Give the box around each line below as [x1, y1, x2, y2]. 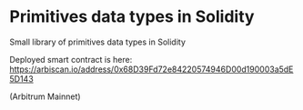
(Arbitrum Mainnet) [9, 91, 81, 102]
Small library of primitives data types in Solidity [9, 36, 187, 47]
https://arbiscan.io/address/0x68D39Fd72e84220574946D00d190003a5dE [9, 64, 294, 75]
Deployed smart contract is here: [9, 54, 133, 65]
